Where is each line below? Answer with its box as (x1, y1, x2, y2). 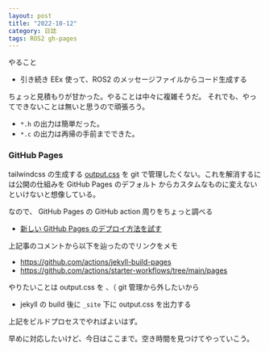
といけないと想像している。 (8, 189, 101, 198)
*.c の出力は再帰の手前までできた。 (19, 129, 139, 139)
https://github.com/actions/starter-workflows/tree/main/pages (19, 265, 228, 275)
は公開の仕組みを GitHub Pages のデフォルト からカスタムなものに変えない (8, 179, 258, 189)
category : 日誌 (8, 27, 57, 35)
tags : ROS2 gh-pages (8, 34, 78, 43)
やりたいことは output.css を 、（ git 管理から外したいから (8, 282, 200, 291)
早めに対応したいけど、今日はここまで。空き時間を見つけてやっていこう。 (8, 333, 255, 343)
